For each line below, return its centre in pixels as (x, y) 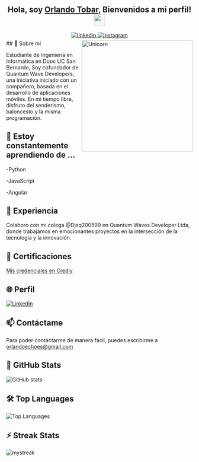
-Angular (17, 192)
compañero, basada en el (37, 86)
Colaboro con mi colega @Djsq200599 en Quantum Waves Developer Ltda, (98, 225)
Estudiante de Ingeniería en (39, 55)
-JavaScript (20, 181)
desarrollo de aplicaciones (38, 93)
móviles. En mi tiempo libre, (40, 99)
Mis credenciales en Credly (39, 271)
